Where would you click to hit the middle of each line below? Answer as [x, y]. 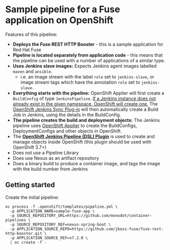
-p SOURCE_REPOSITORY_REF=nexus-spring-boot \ [60, 224]
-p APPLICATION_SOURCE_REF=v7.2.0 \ [49, 238]
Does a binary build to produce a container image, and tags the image [86, 163]
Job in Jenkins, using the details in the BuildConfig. [67, 115]
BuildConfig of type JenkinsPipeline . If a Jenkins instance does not [84, 98]
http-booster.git [24, 233]
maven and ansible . [33, 71]
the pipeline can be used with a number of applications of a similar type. [89, 60]
